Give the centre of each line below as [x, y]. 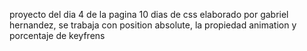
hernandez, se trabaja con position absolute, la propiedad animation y [153, 25]
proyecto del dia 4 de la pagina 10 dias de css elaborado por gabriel [149, 14]
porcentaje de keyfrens [57, 35]
